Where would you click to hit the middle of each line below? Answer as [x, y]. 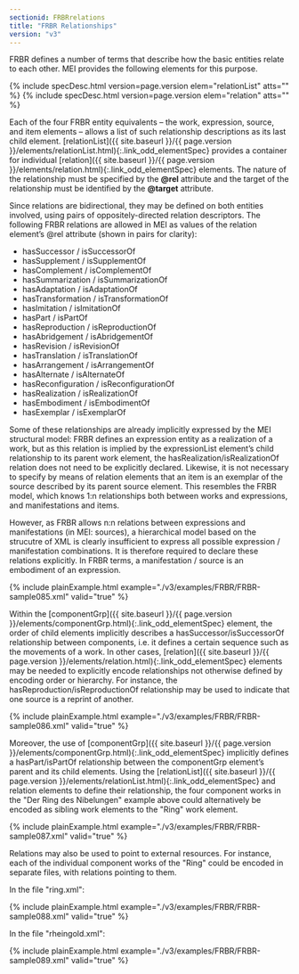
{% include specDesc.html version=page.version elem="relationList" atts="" [149, 86]
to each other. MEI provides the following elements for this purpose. [133, 69]
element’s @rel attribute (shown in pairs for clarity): [103, 234]
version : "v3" [36, 34]
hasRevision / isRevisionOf [71, 346]
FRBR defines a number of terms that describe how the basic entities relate [147, 60]
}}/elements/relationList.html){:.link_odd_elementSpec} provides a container [148, 151]
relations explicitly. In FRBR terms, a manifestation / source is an [127, 561]
